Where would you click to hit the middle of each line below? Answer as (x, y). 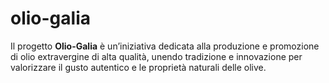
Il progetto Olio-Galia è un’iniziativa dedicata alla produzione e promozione (165, 46)
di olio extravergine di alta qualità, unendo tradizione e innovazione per (156, 56)
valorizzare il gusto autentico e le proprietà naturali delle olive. (138, 67)
